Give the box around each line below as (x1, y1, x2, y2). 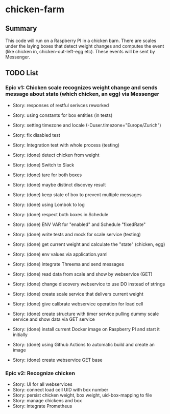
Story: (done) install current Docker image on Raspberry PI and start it (12, 326, 160, 332)
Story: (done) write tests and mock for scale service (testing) (12, 231, 141, 237)
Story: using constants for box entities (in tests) (12, 112, 113, 118)
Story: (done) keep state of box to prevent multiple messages (12, 191, 142, 198)
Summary (5, 24, 37, 33)
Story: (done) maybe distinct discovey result (12, 181, 106, 188)
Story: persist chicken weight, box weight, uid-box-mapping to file (12, 392, 152, 398)
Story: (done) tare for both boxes (12, 172, 82, 178)
